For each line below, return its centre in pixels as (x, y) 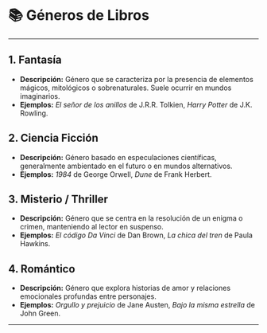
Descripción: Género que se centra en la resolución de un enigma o (131, 218)
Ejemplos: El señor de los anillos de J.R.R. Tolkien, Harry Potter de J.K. (136, 104)
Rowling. (34, 113)
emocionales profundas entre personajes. (88, 296)
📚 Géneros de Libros (79, 16)
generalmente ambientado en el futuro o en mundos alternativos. (126, 166)
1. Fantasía (35, 60)
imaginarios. (40, 96)
